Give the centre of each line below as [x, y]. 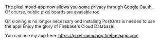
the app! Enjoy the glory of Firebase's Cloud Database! [60, 26]
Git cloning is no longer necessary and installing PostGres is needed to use [80, 21]
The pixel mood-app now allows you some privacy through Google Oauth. [79, 7]
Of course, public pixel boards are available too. [53, 12]
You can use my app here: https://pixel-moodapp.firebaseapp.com [72, 36]
